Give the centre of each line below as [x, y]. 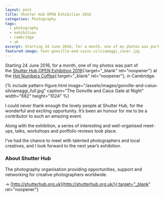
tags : [11, 24]
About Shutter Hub [28, 158]
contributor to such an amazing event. [44, 116]
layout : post [18, 10]
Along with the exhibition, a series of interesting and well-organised [74, 125]
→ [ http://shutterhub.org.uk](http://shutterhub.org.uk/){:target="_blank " [78, 184]
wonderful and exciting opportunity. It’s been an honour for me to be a [76, 111]
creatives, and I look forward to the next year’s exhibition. [63, 146]
